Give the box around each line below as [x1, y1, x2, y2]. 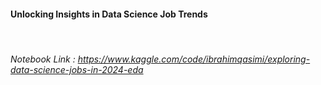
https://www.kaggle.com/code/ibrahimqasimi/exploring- [77, 53, 311, 65]
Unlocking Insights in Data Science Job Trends [10, 8, 208, 20]
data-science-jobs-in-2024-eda [10, 63, 144, 75]
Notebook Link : [10, 53, 76, 65]
